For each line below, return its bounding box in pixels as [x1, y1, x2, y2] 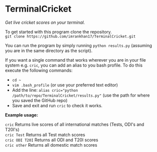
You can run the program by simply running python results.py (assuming [5, 42, 152, 48]
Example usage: [5, 112, 38, 118]
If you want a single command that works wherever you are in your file [5, 57, 146, 63]
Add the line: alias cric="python [12, 87, 78, 93]
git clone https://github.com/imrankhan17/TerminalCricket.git [5, 34, 136, 39]
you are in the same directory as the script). [5, 48, 93, 53]
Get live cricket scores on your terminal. [5, 19, 85, 25]
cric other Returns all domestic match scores [5, 142, 97, 148]
